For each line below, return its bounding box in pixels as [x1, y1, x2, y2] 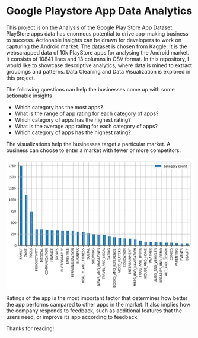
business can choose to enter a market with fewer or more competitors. [6, 147, 181, 154]
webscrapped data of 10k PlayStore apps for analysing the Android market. [6, 49, 190, 56]
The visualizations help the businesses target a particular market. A [6, 140, 171, 147]
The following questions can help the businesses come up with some [6, 86, 175, 93]
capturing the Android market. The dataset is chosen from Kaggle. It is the [6, 43, 188, 50]
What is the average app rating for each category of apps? [14, 122, 158, 129]
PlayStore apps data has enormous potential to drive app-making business [6, 30, 189, 37]
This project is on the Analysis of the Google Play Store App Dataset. [6, 24, 174, 31]
